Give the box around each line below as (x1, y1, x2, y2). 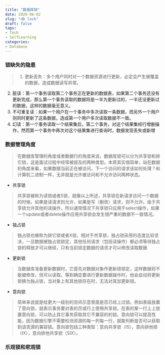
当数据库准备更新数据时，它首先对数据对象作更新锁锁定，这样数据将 (17, 266, 156, 272)
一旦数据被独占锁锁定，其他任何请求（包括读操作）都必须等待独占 (26, 239, 161, 245)
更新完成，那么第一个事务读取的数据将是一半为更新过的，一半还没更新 (12, 96, 156, 102)
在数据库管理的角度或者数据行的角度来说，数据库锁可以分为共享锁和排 (17, 153, 161, 159)
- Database (5, 44, 28, 49)
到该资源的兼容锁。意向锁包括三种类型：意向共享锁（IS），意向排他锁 (17, 324, 158, 330)
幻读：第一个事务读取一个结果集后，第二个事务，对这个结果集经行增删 (12, 121, 156, 127)
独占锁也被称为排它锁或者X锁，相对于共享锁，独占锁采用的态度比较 (17, 232, 155, 238)
